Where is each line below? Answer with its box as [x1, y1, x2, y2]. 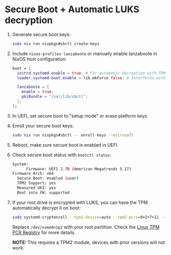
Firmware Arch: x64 [12, 171, 54, 176]
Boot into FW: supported [17, 190, 70, 195]
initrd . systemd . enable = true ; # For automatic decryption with [17, 71, 157, 76]
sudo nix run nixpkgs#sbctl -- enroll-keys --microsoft [12, 132, 134, 137]
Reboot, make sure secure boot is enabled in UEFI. [12, 142, 119, 148]
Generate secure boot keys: [12, 31, 71, 37]
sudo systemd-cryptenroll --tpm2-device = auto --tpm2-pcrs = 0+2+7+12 [12, 215, 159, 220]
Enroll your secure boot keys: [12, 123, 74, 129]
